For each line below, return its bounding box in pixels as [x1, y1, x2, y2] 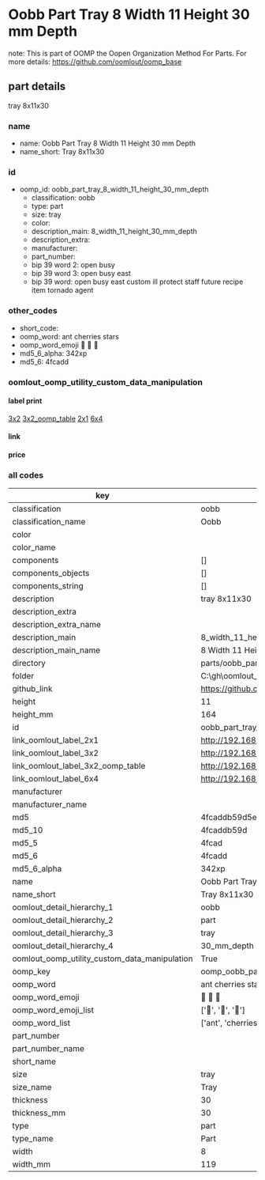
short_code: [19, 323, 59, 333]
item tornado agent [31, 286, 94, 295]
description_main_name [12, 645, 101, 656]
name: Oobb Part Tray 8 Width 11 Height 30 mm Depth [19, 138, 196, 148]
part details [8, 80, 66, 93]
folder [12, 671, 35, 682]
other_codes [8, 305, 58, 316]
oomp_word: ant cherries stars [19, 331, 120, 341]
